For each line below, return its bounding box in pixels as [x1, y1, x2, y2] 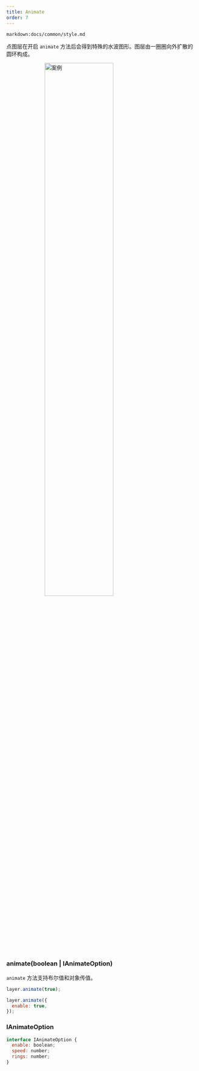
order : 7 [6, 15, 29, 21]
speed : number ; [12, 1048, 50, 1054]
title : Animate [6, 9, 45, 15]
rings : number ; [12, 1053, 50, 1060]
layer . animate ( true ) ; [6, 986, 61, 992]
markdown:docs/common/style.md [6, 31, 86, 37]
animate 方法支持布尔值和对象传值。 [6, 974, 96, 981]
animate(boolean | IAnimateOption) [6, 959, 113, 968]
